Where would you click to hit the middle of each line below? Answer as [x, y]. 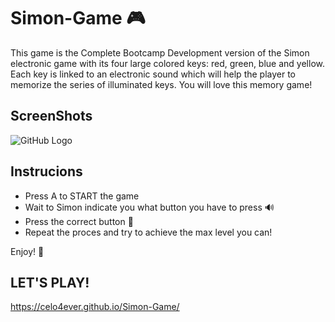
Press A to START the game [82, 196]
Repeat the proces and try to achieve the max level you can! [148, 232]
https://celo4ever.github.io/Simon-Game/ [95, 307]
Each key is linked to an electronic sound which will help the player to [153, 74]
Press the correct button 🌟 [79, 221]
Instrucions [46, 171]
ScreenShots [51, 116]
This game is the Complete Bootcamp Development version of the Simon [160, 52]
